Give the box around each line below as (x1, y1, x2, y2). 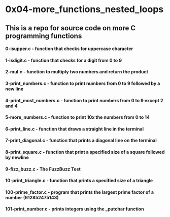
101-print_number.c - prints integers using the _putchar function (5, 206, 144, 212)
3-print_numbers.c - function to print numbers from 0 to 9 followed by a (5, 80, 160, 86)
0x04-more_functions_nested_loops (5, 4, 164, 15)
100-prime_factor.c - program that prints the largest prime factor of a (5, 189, 154, 195)
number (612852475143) (5, 194, 59, 200)
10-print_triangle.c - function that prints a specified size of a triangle (5, 178, 153, 184)
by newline (5, 154, 29, 160)
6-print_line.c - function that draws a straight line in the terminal (5, 125, 144, 132)
